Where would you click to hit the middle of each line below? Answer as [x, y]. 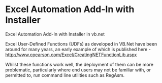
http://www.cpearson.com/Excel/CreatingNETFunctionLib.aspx [71, 55]
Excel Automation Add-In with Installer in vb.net [55, 34]
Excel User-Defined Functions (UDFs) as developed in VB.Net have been [81, 44]
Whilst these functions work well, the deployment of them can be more [79, 64]
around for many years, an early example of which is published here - [78, 49]
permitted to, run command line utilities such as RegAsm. [65, 75]
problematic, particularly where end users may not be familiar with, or [78, 70]
